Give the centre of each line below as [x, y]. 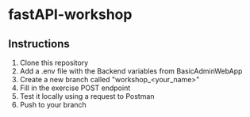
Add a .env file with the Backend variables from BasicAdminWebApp [131, 71]
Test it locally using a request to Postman [87, 96]
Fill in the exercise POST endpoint [75, 88]
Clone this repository [54, 62]
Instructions [39, 44]
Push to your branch [53, 105]
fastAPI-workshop [70, 15]
